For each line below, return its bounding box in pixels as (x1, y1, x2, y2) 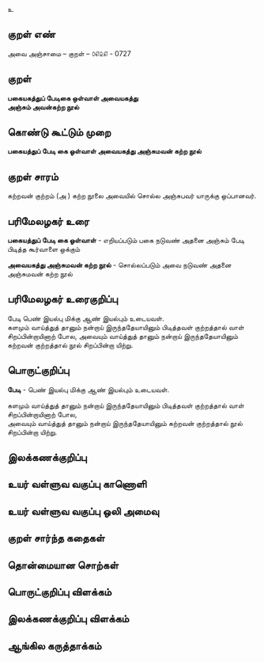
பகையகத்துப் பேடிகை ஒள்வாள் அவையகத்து (7, 93, 139, 103)
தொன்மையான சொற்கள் (7, 558, 119, 572)
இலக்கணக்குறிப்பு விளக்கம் (7, 612, 130, 626)
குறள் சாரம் (7, 169, 58, 183)
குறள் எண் (7, 28, 56, 41)
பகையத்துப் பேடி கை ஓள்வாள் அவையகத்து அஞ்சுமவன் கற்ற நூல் (7, 146, 202, 156)
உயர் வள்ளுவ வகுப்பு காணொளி (7, 477, 147, 491)
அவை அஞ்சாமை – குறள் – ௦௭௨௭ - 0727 (7, 48, 132, 58)
